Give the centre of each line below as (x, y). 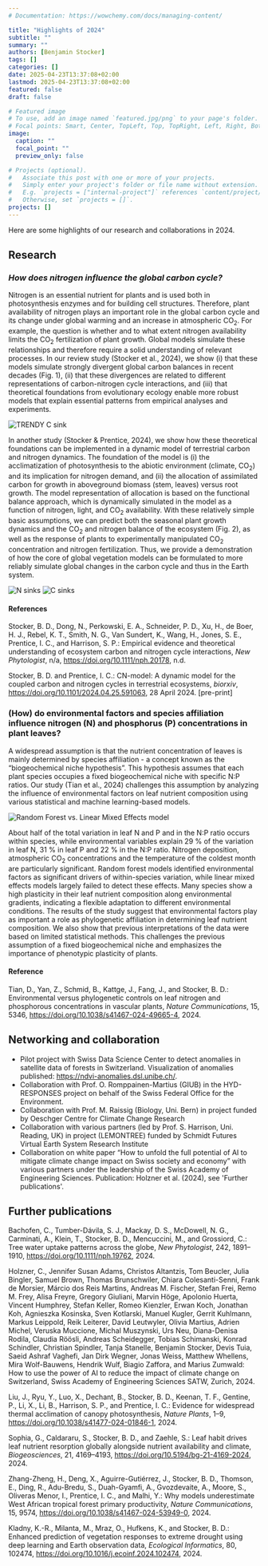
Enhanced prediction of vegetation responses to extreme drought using (126, 1536)
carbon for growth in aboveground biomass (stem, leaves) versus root (123, 484)
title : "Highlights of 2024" (57, 30)
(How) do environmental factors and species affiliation (116, 714)
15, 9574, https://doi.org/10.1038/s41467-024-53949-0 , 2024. (110, 1513)
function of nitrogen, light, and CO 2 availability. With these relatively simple (132, 510)
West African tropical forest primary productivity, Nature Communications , (131, 1505)
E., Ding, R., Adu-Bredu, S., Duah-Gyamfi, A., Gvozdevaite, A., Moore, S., (128, 1487)
